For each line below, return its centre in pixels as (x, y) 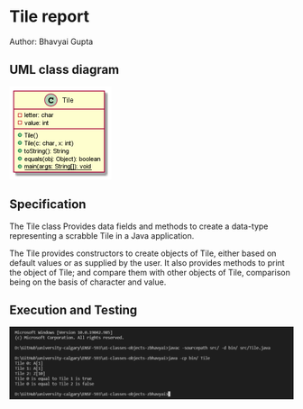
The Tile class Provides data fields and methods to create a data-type (139, 226)
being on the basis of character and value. (88, 282)
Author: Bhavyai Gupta (51, 41)
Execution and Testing (73, 309)
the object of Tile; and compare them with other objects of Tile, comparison (150, 272)
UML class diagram (64, 70)
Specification (48, 204)
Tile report (50, 17)
